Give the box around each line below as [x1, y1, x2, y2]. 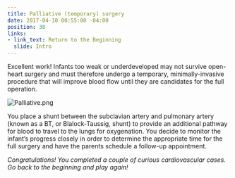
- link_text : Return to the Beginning [7, 37, 121, 44]
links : [7, 30, 27, 37]
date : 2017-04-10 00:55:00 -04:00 [7, 17, 109, 24]
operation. [7, 85, 37, 93]
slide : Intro [13, 43, 52, 50]
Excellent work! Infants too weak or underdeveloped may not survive [7, 63, 207, 70]
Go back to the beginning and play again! [7, 163, 128, 171]
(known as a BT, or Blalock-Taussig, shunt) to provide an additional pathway [7, 120, 228, 127]
